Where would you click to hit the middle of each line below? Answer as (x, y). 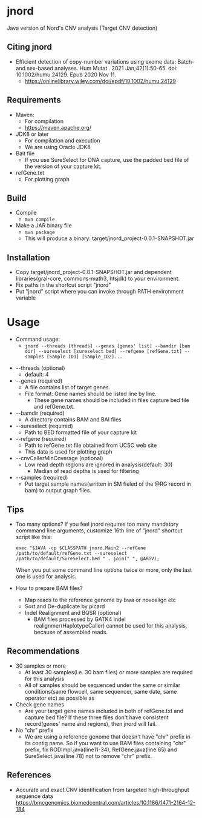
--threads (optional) (40, 368)
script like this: (34, 537)
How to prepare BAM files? (49, 588)
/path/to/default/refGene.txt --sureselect (71, 553)
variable (26, 298)
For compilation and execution (62, 140)
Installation (28, 257)
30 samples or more (41, 666)
